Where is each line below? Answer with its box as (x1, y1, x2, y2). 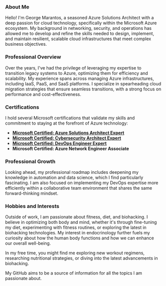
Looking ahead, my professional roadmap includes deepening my (5, 169, 139, 175)
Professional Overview (5, 54, 61, 61)
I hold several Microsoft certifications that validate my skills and (5, 115, 135, 121)
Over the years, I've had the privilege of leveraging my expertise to (5, 65, 142, 71)
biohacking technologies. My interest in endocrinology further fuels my (5, 230, 150, 236)
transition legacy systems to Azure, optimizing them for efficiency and (5, 70, 148, 76)
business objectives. (5, 41, 47, 47)
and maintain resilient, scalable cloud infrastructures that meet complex (5, 36, 151, 42)
